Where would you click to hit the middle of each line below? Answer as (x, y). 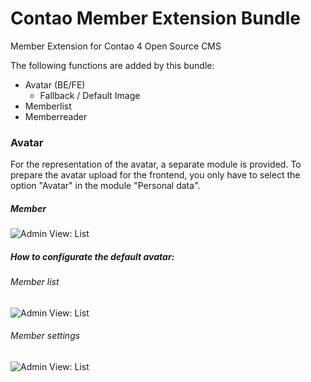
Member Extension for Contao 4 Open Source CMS (116, 46)
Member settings (45, 336)
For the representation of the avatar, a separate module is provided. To (156, 164)
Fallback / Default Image (90, 95)
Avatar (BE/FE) (55, 84)
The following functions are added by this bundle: (112, 65)
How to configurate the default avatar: (92, 256)
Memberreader (56, 116)
